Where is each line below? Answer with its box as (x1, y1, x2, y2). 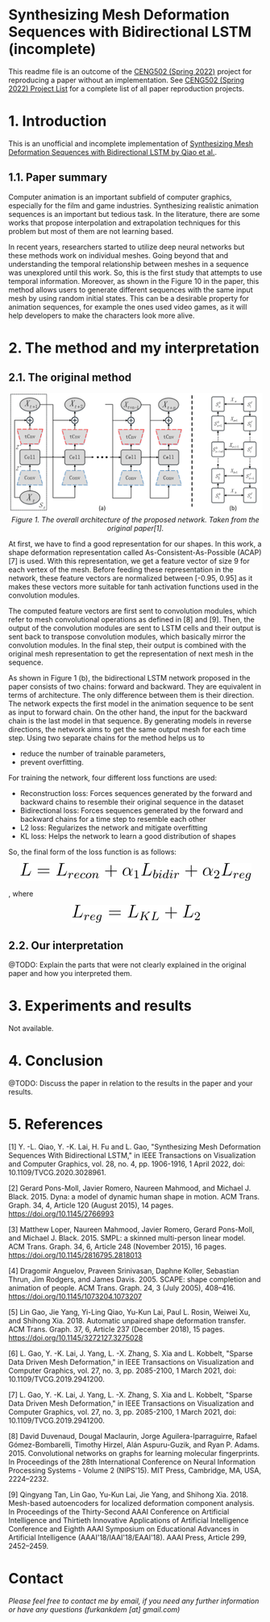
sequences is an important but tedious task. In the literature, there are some (8, 209, 260, 219)
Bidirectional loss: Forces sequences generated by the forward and (19, 806, 243, 815)
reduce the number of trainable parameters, (19, 748, 166, 759)
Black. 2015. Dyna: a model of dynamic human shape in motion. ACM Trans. (8, 1191, 260, 1201)
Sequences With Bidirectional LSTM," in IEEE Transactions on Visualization (8, 1150, 256, 1160)
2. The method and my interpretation (8, 339, 260, 357)
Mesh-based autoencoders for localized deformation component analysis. (8, 1498, 255, 1507)
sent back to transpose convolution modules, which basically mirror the (8, 632, 246, 642)
